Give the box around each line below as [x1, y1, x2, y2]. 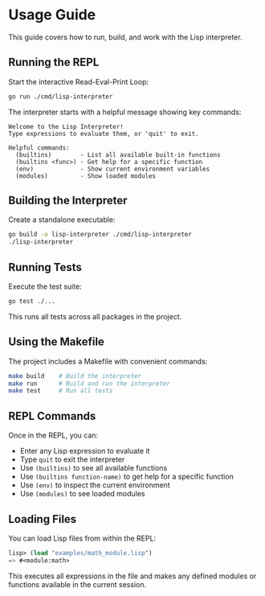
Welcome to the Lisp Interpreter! [8, 122, 124, 130]
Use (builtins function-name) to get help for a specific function [19, 472, 234, 482]
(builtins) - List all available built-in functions [15, 150, 221, 158]
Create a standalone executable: [8, 215, 116, 224]
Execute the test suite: [8, 282, 82, 291]
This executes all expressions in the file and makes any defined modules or [8, 571, 257, 581]
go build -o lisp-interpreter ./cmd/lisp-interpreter [8, 231, 193, 239]
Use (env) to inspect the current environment [19, 480, 170, 490]
